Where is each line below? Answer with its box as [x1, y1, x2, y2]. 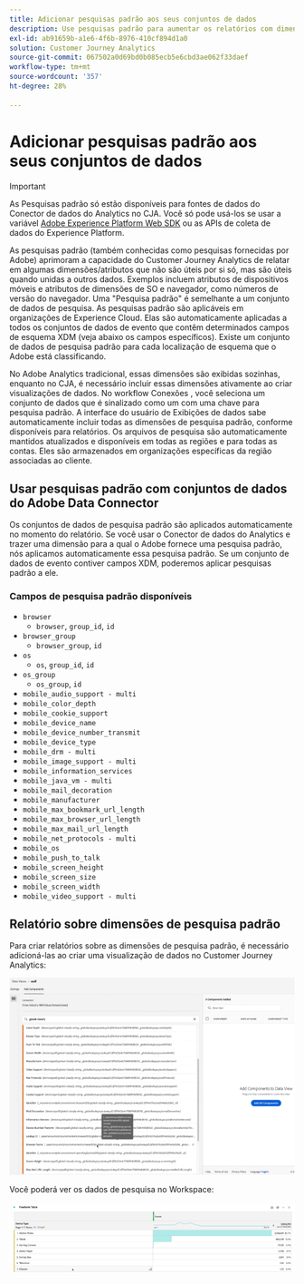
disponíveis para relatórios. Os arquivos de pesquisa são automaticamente [9, 426, 288, 437]
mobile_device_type [22, 737, 97, 747]
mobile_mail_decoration [22, 785, 113, 795]
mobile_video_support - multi [22, 891, 138, 901]
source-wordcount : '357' [9, 73, 103, 82]
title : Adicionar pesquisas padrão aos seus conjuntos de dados [9, 15, 257, 24]
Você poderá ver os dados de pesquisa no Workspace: [9, 1183, 214, 1194]
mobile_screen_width [22, 882, 100, 891]
